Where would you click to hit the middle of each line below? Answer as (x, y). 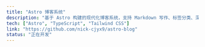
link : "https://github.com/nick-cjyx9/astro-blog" (72, 29)
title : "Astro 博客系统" (36, 12)
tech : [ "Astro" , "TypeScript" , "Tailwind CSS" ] (68, 23)
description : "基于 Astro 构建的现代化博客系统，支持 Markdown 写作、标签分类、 (101, 18)
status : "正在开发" (29, 35)
